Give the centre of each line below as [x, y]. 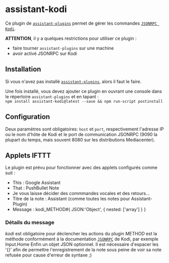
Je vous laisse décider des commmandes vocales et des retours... [81, 193]
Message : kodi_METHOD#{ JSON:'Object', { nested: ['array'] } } [79, 210]
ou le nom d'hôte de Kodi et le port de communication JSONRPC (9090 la [81, 134]
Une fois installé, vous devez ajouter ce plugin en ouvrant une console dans [84, 91]
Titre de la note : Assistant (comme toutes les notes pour [71, 199]
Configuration [28, 117]
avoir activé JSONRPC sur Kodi [45, 53]
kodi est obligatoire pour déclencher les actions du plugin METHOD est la [81, 233]
